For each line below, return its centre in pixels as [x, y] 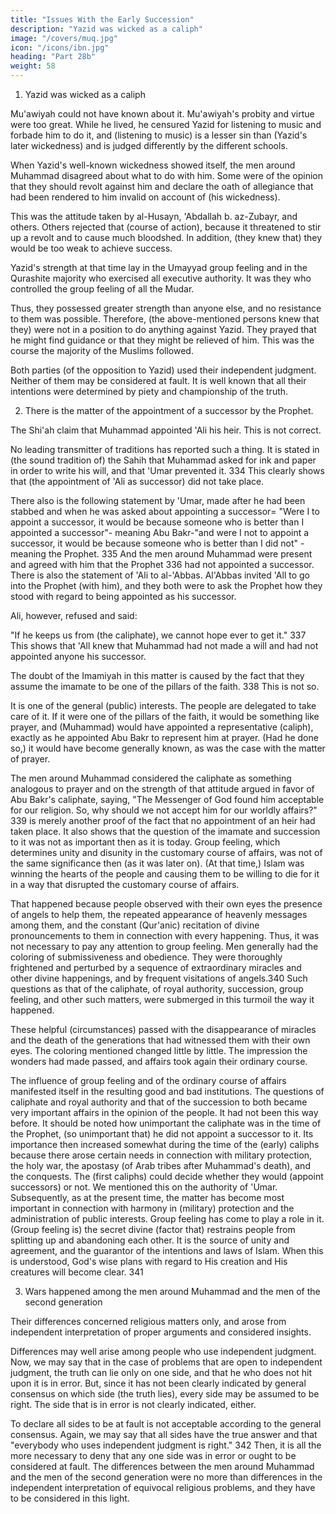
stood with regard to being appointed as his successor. [123, 596]
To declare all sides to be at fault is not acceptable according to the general [166, 1424]
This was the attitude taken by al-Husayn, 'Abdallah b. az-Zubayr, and [154, 216]
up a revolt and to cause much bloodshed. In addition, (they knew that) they [166, 237]
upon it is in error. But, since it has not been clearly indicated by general [158, 1383]
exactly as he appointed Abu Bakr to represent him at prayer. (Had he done [164, 737]
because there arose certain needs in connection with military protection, [161, 1155]
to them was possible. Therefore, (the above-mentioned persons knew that [165, 319]
